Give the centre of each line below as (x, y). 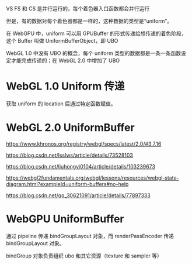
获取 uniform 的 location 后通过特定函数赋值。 (61, 104)
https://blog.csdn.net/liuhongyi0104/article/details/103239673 (81, 166)
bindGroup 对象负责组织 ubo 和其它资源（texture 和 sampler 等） (84, 256)
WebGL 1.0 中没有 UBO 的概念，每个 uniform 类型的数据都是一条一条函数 (94, 53)
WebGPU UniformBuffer (65, 219)
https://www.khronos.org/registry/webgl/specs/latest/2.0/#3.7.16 (84, 144)
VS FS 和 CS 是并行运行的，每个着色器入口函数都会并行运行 (78, 8)
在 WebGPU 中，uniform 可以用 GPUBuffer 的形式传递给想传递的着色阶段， (96, 33)
